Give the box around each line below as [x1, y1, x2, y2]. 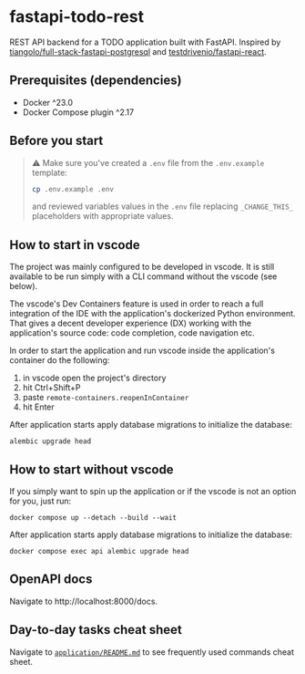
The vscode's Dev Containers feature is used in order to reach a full [9, 298, 264, 309]
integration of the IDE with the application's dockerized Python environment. [9, 308, 296, 319]
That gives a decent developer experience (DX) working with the [9, 317, 252, 329]
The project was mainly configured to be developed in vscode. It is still [9, 262, 275, 273]
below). [9, 281, 38, 292]
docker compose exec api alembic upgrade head [9, 547, 189, 556]
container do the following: [9, 355, 110, 366]
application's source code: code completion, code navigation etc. [9, 327, 255, 338]
